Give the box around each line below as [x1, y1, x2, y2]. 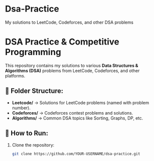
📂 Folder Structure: [5, 87, 64, 95]
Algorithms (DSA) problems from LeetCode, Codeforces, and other [5, 68, 140, 73]
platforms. [5, 73, 26, 78]
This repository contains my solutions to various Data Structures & [5, 62, 139, 68]
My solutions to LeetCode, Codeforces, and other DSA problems [5, 19, 134, 25]
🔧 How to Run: [5, 129, 48, 137]
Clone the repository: [12, 142, 55, 148]
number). [12, 105, 31, 111]
